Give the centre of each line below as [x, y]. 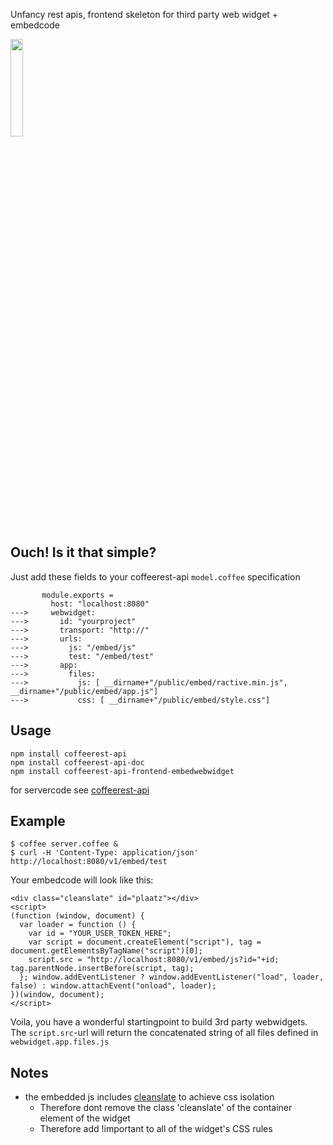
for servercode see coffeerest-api [80, 790]
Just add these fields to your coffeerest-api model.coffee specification [155, 576]
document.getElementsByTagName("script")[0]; [106, 951]
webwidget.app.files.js [60, 1042]
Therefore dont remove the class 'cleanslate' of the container [166, 1108]
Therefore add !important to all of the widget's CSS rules [156, 1129]
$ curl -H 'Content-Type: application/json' [104, 853]
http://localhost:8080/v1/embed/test [89, 862]
